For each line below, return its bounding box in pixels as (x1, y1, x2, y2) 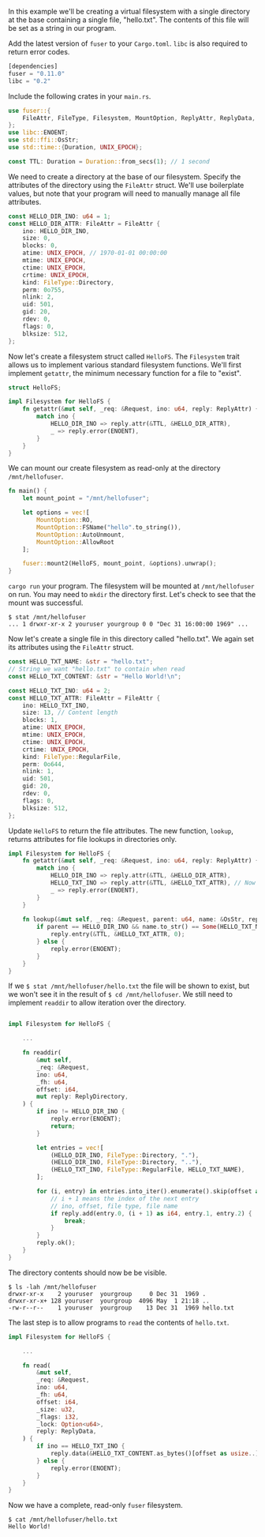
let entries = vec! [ (36, 1144, 104, 1152)
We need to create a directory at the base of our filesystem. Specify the (8, 171, 241, 181)
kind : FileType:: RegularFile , (22, 753, 122, 761)
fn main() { (8, 487, 47, 495)
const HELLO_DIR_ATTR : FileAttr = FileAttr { (8, 220, 160, 227)
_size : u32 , (36, 1405, 77, 1413)
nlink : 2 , (22, 293, 55, 301)
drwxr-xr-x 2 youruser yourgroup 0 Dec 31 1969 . (8, 1290, 207, 1298)
